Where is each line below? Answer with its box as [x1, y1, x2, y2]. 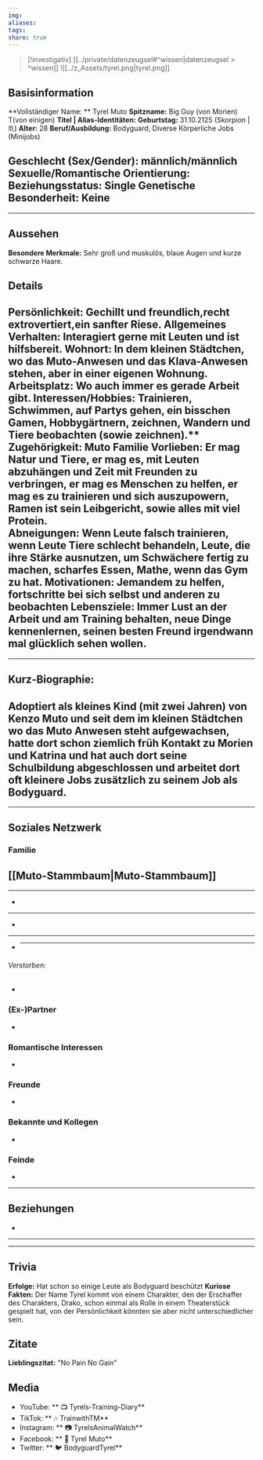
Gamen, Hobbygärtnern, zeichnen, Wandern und [8, 416, 250, 430]
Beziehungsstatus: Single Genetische [8, 179, 196, 192]
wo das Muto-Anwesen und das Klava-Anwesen [8, 355, 248, 368]
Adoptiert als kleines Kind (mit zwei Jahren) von [8, 700, 248, 713]
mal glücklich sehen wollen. [8, 637, 147, 650]
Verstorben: [8, 960, 46, 970]
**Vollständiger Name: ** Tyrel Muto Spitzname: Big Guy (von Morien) [8, 107, 238, 116]
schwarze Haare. [8, 256, 63, 265]
